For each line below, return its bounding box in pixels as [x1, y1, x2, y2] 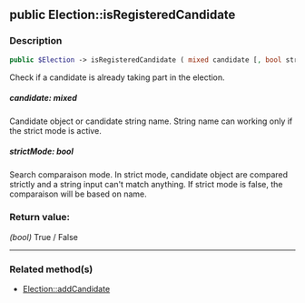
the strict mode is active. [9, 125, 102, 136]
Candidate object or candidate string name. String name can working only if [9, 116, 293, 126]
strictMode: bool [9, 146, 74, 157]
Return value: [9, 211, 71, 224]
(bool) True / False [9, 231, 79, 242]
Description [9, 35, 63, 47]
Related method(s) [9, 263, 93, 276]
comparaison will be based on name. [9, 188, 147, 199]
